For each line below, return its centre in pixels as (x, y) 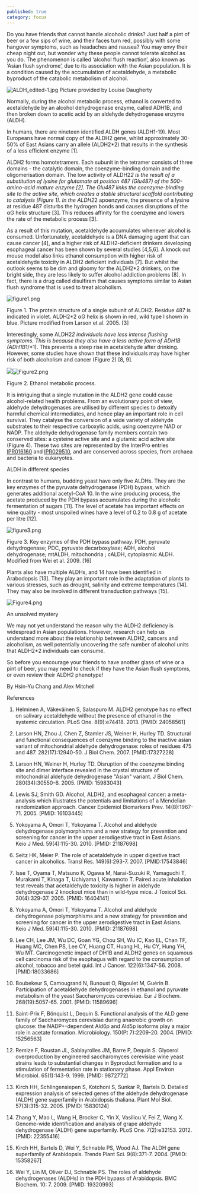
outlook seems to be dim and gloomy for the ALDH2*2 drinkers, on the (93, 268)
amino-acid (21, 187)
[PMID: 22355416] (37, 1136)
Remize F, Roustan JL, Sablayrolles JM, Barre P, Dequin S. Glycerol (97, 1050)
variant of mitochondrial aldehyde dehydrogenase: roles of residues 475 (103, 746)
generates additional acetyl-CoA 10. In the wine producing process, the (94, 493)
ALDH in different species (38, 469)
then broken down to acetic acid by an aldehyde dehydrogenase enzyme (96, 114)
